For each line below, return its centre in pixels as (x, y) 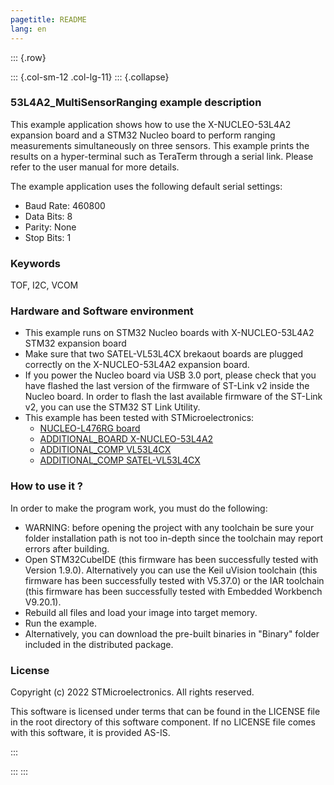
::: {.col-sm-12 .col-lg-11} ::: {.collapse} (90, 77)
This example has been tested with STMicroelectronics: (139, 418)
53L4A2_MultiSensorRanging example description (136, 103)
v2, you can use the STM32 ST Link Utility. (112, 407)
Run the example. (61, 623)
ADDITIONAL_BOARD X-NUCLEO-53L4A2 (126, 439)
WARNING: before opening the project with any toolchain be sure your (169, 527)
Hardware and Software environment (102, 311)
